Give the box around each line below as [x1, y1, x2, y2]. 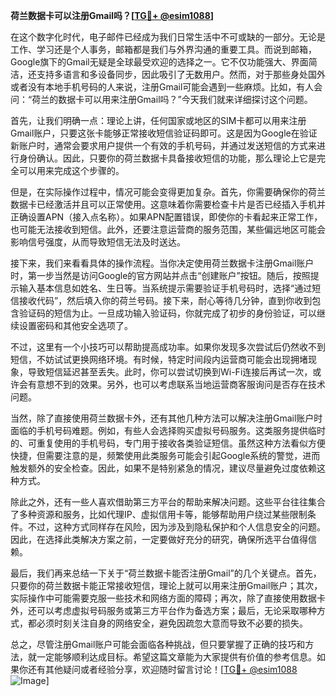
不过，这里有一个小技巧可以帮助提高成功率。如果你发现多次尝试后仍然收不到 [10, 341, 326, 353]
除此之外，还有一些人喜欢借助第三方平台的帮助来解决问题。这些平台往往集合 [10, 496, 326, 508]
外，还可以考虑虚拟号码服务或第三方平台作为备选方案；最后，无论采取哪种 [10, 605, 317, 616]
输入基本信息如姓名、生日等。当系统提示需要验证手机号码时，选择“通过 [18, 282, 313, 294]
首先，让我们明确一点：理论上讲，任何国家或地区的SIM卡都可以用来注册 [10, 115, 307, 126]
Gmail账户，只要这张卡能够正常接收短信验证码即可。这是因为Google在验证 [10, 127, 318, 139]
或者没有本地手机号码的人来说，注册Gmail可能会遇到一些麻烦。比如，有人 [10, 81, 315, 93]
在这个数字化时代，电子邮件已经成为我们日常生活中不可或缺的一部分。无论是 [10, 31, 326, 43]
